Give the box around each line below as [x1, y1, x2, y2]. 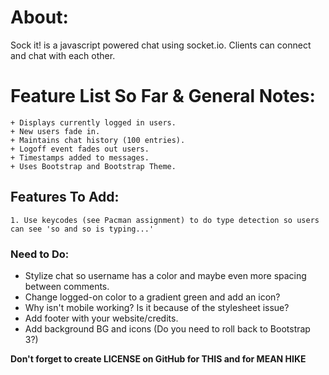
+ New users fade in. [10, 126, 101, 136]
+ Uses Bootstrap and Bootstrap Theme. [10, 161, 177, 171]
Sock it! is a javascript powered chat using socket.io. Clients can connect [10, 39, 312, 51]
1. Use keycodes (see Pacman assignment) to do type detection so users [10, 215, 320, 225]
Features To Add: [10, 189, 120, 206]
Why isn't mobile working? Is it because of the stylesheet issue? [24, 301, 290, 313]
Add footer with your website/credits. [24, 312, 179, 324]
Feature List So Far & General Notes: [10, 85, 316, 108]
